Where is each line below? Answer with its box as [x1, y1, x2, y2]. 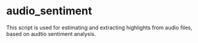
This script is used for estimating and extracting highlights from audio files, [6, 24, 193, 31]
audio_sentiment [6, 4, 92, 18]
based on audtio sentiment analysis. [6, 30, 96, 37]
